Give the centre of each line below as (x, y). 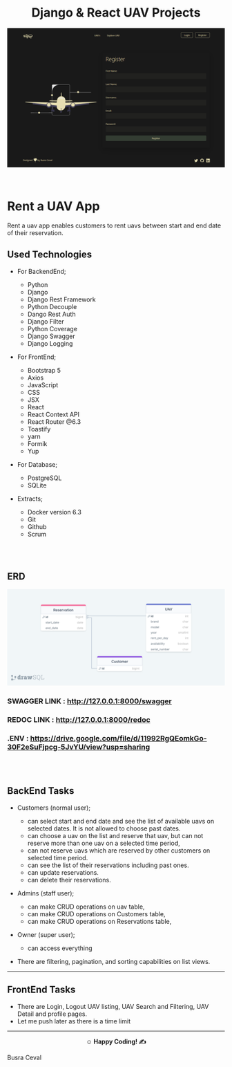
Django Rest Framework (61, 299)
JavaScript (43, 384)
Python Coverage (52, 328)
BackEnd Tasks (41, 791)
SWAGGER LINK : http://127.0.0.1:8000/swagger (90, 701)
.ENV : (18, 738)
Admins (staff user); (46, 893)
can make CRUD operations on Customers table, (96, 913)
